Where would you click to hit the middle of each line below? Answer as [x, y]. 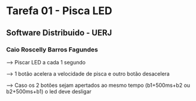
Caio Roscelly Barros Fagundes [52, 50]
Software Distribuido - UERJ [59, 33]
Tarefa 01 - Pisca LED [59, 11]
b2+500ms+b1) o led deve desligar [49, 91]
